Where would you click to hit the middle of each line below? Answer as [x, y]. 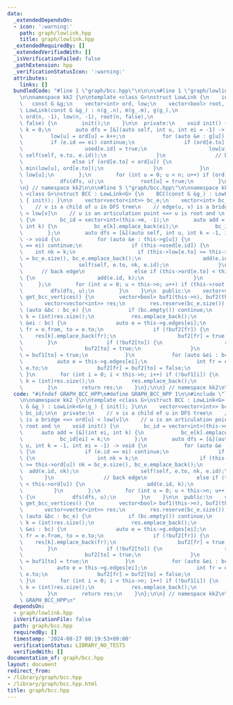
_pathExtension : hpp [43, 65]
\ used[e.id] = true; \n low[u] [124, 149]
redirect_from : [29, 671]
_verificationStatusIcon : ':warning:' [70, 71]
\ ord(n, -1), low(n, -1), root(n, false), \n [87, 116]
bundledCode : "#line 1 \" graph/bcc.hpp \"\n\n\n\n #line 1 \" [102, 91]
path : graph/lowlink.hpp [55, 33]
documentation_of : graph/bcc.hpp [55, 658]
